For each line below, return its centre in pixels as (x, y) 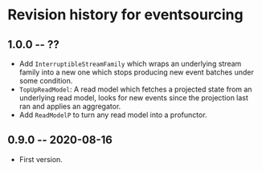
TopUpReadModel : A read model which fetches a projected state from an (135, 89)
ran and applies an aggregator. (70, 106)
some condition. (46, 81)
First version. (41, 159)
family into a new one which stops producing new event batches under (136, 72)
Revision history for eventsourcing (125, 15)
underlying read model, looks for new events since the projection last (133, 98)
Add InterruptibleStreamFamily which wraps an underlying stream (130, 63)
